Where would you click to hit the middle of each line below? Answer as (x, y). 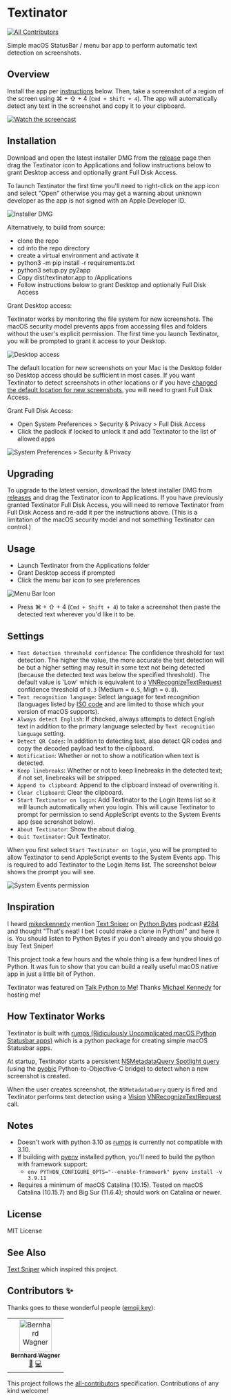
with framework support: (52, 1164)
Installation (32, 141)
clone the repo (38, 241)
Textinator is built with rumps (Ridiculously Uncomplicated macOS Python (112, 1033)
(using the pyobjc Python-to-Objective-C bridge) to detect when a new (108, 1068)
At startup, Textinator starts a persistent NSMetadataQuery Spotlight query (113, 1061)
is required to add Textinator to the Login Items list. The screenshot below (112, 865)
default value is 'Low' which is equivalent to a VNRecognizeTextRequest (119, 682)
